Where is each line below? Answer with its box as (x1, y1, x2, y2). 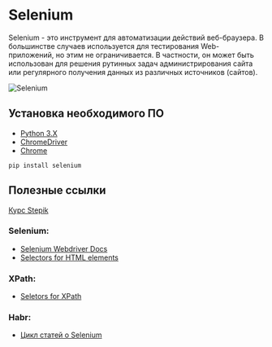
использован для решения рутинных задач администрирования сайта (8, 59, 253, 68)
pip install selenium (8, 161, 82, 169)
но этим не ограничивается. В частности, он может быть (55, 50, 254, 59)
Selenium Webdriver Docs (19, 244, 108, 253)
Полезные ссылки (8, 183, 106, 197)
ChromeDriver (19, 137, 68, 147)
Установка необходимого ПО (8, 107, 165, 121)
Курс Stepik (8, 205, 49, 215)
